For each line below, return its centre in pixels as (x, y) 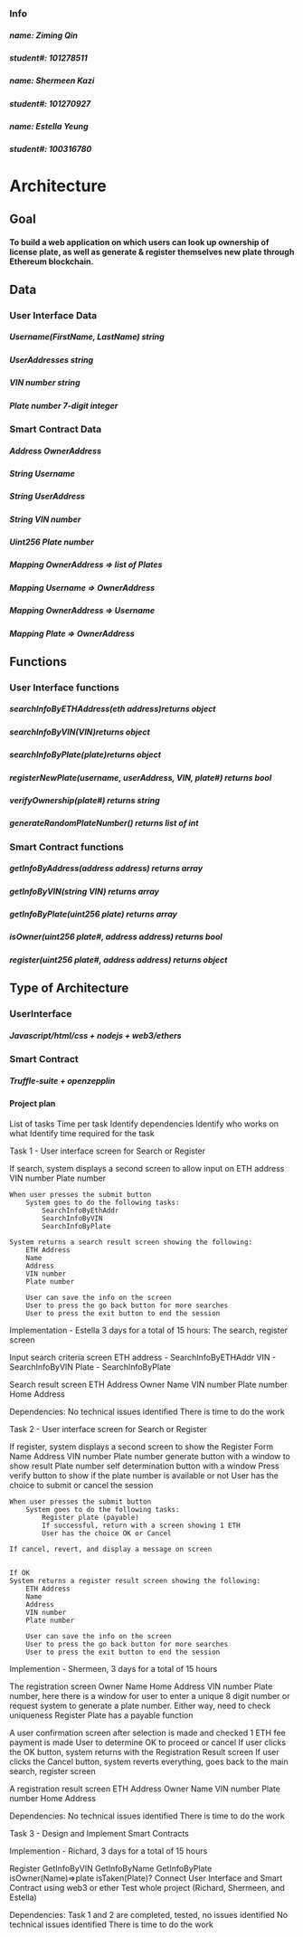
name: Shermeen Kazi (52, 81)
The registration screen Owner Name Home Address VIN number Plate (141, 1686)
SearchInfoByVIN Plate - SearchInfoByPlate (90, 1367)
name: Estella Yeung (49, 127)
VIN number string (45, 383)
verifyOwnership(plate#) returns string (85, 800)
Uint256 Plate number (52, 542)
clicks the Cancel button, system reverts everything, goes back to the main (149, 1761)
